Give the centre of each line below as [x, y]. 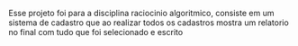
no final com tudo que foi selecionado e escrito [96, 32]
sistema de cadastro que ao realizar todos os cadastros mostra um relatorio [149, 23]
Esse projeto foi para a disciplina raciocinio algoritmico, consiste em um [141, 13]
